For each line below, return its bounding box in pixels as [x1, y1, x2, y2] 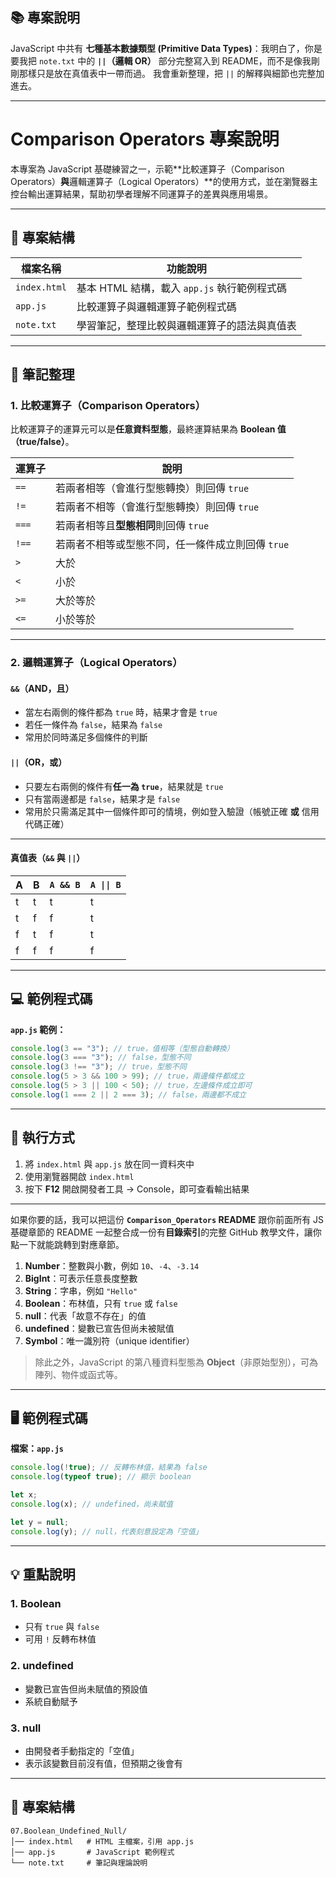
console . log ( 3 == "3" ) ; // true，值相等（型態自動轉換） [10, 1043, 235, 1053]
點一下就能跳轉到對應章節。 [10, 1238, 125, 1250]
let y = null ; [10, 1517, 70, 1527]
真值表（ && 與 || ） [10, 852, 86, 864]
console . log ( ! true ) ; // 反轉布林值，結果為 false [10, 1463, 208, 1473]
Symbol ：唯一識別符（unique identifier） [24, 1334, 195, 1347]
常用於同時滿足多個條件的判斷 [24, 731, 148, 743]
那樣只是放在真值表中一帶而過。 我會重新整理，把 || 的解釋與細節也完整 [18, 67, 317, 79]
